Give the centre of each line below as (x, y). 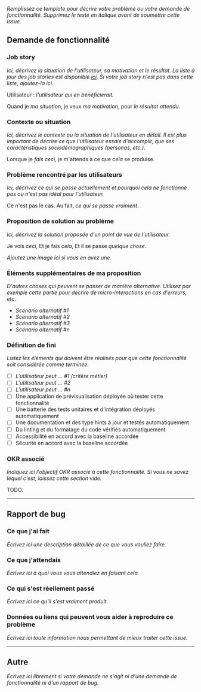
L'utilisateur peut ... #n (43, 389)
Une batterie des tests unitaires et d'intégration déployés (85, 409)
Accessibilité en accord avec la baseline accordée (77, 436)
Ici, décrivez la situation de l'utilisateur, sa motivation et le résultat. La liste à (101, 70)
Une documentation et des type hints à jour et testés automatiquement (102, 422)
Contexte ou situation (39, 122)
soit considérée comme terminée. (48, 364)
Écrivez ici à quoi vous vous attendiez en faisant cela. (73, 573)
